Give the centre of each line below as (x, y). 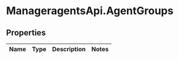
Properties (26, 33)
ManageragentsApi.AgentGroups (90, 11)
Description (69, 49)
